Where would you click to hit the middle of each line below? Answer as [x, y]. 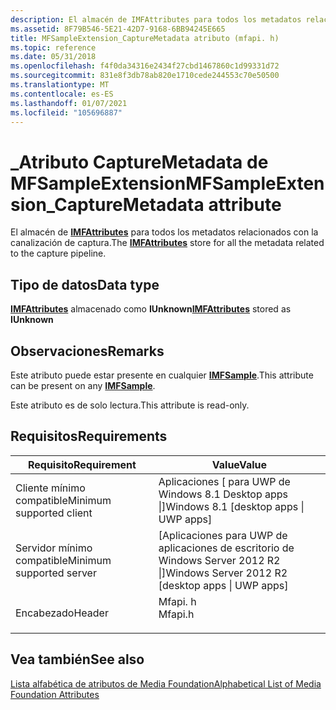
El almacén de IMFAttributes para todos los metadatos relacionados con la [164, 232]
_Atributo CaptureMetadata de [139, 162]
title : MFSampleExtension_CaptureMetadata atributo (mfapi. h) [145, 38]
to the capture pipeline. [58, 253]
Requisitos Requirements [89, 436]
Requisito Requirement [82, 464]
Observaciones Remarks [87, 351]
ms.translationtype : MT [60, 85]
